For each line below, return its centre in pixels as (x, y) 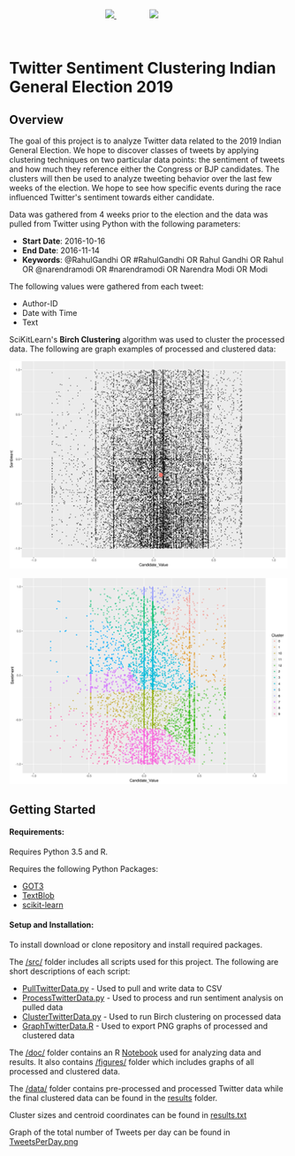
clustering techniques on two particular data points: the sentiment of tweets (147, 160)
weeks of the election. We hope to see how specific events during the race (145, 188)
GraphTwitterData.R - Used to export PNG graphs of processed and (145, 1026)
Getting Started (53, 809)
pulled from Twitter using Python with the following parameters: (125, 224)
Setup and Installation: (52, 925)
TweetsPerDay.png (44, 1141)
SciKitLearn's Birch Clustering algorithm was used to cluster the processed (147, 339)
